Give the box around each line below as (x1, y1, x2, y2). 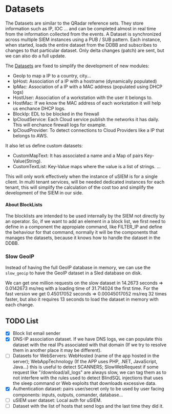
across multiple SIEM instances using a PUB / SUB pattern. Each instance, (5, 36, 161, 43)
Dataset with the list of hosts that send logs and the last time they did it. (12, 403, 164, 409)
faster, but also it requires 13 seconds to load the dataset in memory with (5, 296, 159, 303)
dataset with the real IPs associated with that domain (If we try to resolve (12, 342, 167, 348)
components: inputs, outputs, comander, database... (12, 391, 123, 398)
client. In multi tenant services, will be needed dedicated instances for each (5, 179, 165, 185)
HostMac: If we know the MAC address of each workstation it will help (12, 100, 161, 106)
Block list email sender (12, 330, 60, 337)
